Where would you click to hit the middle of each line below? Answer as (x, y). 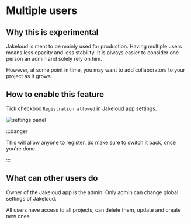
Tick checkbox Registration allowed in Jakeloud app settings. (81, 108)
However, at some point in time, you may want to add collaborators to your (96, 70)
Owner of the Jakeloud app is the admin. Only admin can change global (92, 192)
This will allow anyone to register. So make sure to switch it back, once (91, 142)
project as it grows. (29, 76)
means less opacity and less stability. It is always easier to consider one (93, 52)
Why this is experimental (52, 32)
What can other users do (52, 178)
